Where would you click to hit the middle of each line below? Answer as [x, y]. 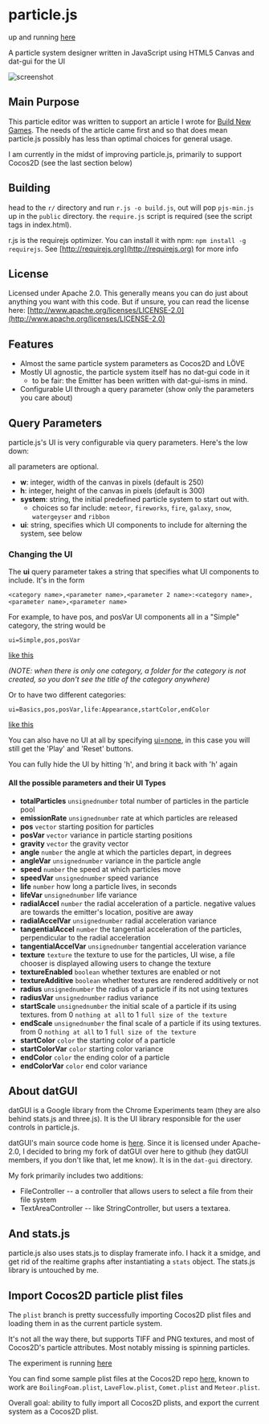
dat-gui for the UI [37, 61]
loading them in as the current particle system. [86, 1323]
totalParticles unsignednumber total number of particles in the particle [134, 800]
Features [31, 344]
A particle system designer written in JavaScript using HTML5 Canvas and [131, 52]
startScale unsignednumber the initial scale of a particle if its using [128, 1006]
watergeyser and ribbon [71, 516]
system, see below [51, 533]
